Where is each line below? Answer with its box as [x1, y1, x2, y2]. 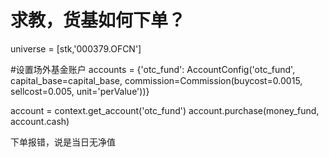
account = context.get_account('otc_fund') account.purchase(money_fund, [10, 104, 320, 116]
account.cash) [10, 115, 70, 127]
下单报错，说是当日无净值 [10, 136, 116, 148]
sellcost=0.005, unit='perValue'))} [10, 85, 150, 97]
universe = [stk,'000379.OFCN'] [10, 42, 142, 55]
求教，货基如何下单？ [10, 9, 187, 32]
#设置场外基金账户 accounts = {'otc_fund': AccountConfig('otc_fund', [10, 63, 296, 75]
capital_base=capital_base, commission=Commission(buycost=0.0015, [10, 74, 303, 86]
